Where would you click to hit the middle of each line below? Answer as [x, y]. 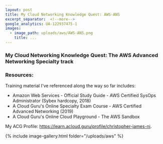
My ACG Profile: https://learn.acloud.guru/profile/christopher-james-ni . [78, 126]
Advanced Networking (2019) [43, 111]
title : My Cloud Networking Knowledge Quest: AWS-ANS [63, 14]
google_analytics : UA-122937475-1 [41, 24]
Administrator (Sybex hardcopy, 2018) [52, 101]
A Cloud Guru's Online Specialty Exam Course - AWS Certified [77, 106]
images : [13, 28]
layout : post [19, 10]
